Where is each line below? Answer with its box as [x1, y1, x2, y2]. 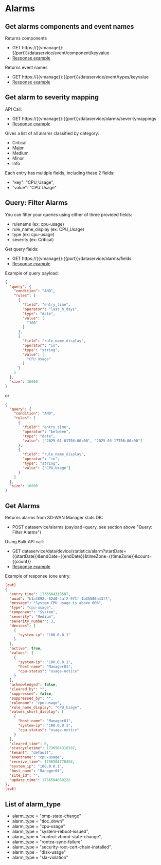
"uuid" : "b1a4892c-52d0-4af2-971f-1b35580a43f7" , [9, 596, 112, 601]
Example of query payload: [5, 270, 59, 276]
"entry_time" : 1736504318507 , [9, 591, 71, 596]
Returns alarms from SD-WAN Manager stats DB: [5, 514, 103, 520]
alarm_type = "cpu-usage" [12, 824, 66, 829]
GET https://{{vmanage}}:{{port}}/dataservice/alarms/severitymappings [12, 116, 157, 121]
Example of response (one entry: [5, 573, 71, 579]
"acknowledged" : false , [9, 682, 57, 688]
